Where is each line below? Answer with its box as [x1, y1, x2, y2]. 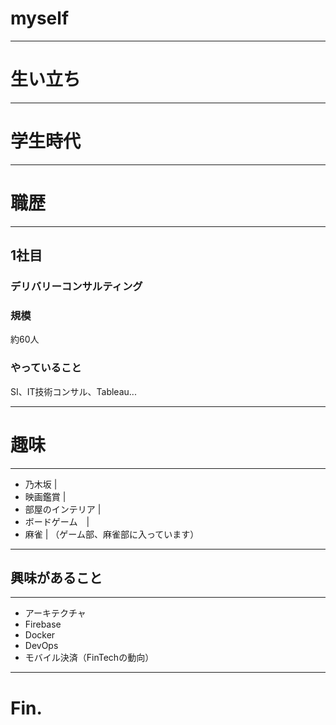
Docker [24, 629, 56, 641]
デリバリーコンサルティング [10, 280, 143, 294]
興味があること [10, 569, 103, 586]
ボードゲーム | [24, 515, 90, 527]
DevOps [24, 640, 59, 652]
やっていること [10, 361, 82, 375]
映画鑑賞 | [24, 490, 67, 502]
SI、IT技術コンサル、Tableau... [10, 385, 137, 397]
